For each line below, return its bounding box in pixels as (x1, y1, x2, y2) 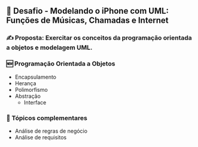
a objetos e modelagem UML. (6, 43, 93, 52)
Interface (23, 98, 47, 106)
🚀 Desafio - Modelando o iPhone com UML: (6, 6, 169, 16)
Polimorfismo (14, 86, 48, 93)
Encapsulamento (14, 73, 57, 80)
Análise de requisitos (14, 133, 67, 141)
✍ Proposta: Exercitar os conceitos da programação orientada (6, 34, 193, 42)
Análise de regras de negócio (14, 127, 88, 134)
